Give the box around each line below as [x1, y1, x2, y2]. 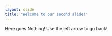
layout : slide [5, 7, 35, 12]
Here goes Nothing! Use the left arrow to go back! [5, 25, 108, 31]
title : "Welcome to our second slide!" [5, 12, 88, 17]
